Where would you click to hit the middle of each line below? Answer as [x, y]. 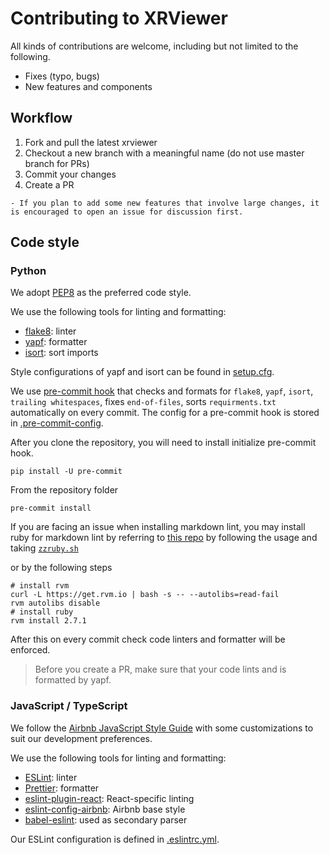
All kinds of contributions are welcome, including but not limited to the [154, 46]
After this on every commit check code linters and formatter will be [148, 639]
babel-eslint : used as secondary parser [106, 819]
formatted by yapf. [73, 680]
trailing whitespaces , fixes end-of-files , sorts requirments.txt [143, 402]
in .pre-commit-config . [57, 423]
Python [28, 271]
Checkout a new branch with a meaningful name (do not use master [164, 153]
